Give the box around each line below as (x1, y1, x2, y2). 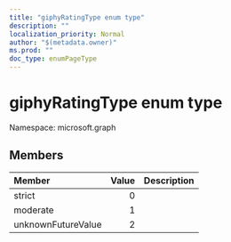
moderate (13, 204, 55, 216)
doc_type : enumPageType (9, 54, 98, 63)
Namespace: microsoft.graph (9, 122, 116, 133)
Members (9, 148, 64, 163)
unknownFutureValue (13, 218, 102, 230)
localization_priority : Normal (9, 29, 125, 38)
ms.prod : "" (9, 46, 53, 55)
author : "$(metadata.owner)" (9, 37, 117, 47)
